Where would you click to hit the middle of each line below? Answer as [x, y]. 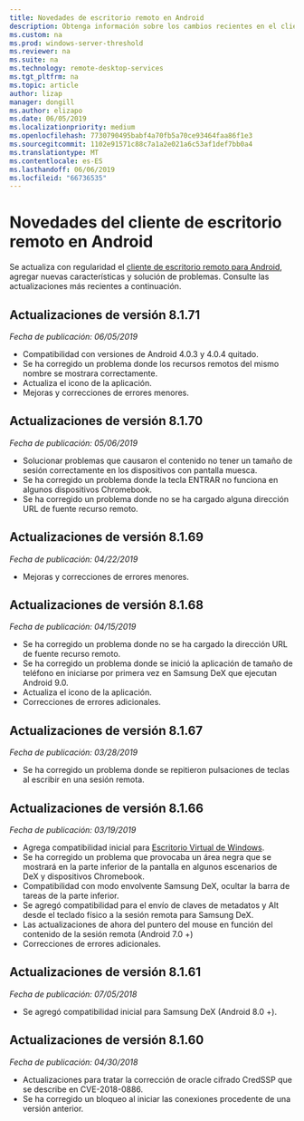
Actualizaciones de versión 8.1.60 [107, 1040]
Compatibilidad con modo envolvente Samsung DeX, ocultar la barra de [156, 886]
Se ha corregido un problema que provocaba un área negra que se [147, 857]
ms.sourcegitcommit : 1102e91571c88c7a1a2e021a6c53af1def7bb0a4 [131, 144]
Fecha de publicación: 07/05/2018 [73, 994]
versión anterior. [53, 1108]
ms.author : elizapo [46, 111]
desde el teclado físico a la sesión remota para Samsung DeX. [138, 915]
